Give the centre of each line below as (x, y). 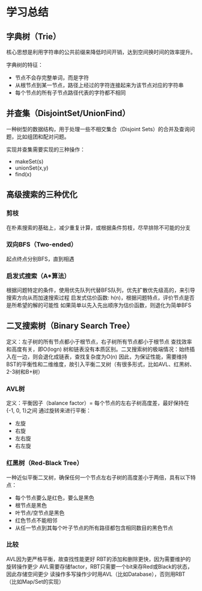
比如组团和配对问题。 (43, 137)
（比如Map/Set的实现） (35, 581)
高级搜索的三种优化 (42, 195)
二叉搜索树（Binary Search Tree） (71, 326)
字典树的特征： (25, 65)
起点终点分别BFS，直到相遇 (40, 259)
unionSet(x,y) (32, 168)
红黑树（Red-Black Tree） (44, 463)
